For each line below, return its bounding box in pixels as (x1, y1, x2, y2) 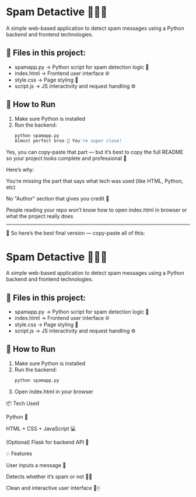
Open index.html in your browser (14, 388, 93, 395)
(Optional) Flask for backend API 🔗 (6, 438, 89, 445)
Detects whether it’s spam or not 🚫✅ (6, 473, 92, 480)
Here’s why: (6, 166, 34, 173)
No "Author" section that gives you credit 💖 (6, 195, 110, 202)
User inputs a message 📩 (6, 461, 66, 468)
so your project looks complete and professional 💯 (6, 155, 127, 162)
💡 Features (6, 450, 33, 457)
